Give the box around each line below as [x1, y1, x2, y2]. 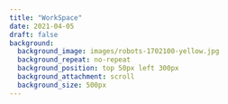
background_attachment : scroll [17, 72, 135, 81]
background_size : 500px [17, 80, 106, 90]
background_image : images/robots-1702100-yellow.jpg [17, 47, 220, 56]
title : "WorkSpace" [9, 13, 83, 23]
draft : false [9, 30, 59, 39]
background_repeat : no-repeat [17, 55, 131, 64]
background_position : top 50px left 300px [17, 64, 179, 73]
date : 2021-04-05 [9, 22, 75, 31]
